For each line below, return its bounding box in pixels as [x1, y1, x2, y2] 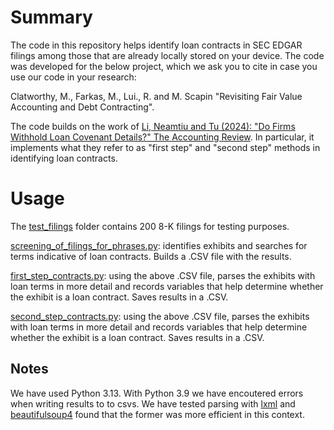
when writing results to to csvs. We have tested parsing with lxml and [10, 397, 296, 410]
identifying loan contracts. [10, 152, 118, 164]
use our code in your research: [10, 71, 137, 83]
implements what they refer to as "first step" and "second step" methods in [10, 141, 321, 153]
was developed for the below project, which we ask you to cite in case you [10, 60, 318, 72]
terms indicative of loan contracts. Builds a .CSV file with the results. [10, 250, 292, 262]
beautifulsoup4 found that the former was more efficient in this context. [10, 408, 305, 420]
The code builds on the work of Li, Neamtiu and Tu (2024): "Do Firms [10, 120, 296, 132]
